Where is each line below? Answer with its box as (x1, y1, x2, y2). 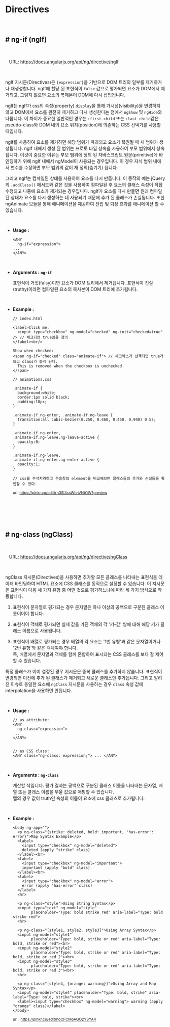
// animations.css (12, 377, 52, 382)
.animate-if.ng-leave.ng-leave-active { (12, 435, 99, 440)
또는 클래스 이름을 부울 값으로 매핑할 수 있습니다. (18, 788, 114, 795)
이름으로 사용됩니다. (22, 627, 62, 634)
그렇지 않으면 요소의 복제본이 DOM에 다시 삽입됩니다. (20, 92, 126, 98)
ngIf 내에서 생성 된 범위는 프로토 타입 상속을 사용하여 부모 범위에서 (24, 145, 156, 151)
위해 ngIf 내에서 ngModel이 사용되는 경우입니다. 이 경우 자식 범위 (22, 158, 152, 164)
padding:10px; (17, 399, 47, 404)
